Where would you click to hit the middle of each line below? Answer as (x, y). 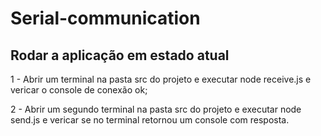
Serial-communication (105, 18)
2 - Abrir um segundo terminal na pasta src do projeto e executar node (156, 109)
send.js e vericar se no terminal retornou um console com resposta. (150, 120)
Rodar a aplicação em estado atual (120, 55)
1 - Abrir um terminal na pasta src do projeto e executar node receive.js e (161, 79)
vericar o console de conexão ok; (79, 90)
